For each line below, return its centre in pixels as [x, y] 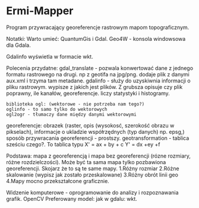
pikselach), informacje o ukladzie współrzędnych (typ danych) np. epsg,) [96, 132]
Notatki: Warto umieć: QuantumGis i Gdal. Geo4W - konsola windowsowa [96, 39]
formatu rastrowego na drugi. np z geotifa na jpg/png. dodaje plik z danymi [98, 74]
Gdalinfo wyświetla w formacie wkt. [50, 56]
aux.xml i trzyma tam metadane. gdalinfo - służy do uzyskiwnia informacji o [99, 81]
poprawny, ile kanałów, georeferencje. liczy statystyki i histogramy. [88, 93]
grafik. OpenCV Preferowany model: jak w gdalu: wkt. [72, 199]
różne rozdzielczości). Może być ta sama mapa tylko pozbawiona [86, 162]
